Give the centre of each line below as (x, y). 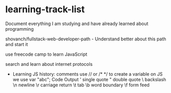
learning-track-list (45, 9)
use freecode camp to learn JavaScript (46, 54)
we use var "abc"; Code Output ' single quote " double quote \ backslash (89, 79)
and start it (17, 44)
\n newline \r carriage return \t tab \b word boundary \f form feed (81, 85)
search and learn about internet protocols (49, 64)
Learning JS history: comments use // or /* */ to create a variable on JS (88, 74)
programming (20, 29)
